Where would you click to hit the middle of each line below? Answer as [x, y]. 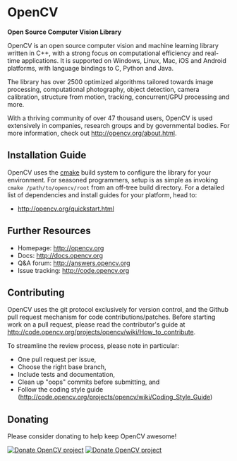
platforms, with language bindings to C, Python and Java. [91, 68]
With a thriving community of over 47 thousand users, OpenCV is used [110, 118]
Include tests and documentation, [66, 375]
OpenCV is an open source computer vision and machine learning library [113, 45]
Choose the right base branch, [62, 367]
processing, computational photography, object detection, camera [103, 89]
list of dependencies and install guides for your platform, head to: [102, 194]
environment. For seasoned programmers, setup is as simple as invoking [113, 180]
